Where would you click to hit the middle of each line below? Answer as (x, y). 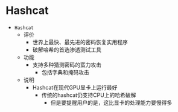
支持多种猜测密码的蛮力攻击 (67, 65)
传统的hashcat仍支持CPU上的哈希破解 (89, 95)
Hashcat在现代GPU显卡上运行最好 (75, 87)
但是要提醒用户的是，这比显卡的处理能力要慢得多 (111, 102)
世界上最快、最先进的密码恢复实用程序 (80, 42)
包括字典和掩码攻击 (65, 72)
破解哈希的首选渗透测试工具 (67, 50)
